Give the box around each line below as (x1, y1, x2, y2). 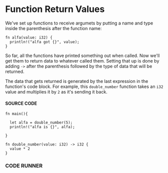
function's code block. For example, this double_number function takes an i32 (5, 83, 163, 89)
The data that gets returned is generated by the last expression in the (5, 78, 148, 84)
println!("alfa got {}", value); (10, 39, 80, 44)
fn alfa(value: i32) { (5, 35, 53, 40)
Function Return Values (5, 3, 105, 15)
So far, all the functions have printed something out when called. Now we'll (5, 52, 160, 58)
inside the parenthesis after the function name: (5, 25, 102, 31)
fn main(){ (5, 111, 28, 116)
